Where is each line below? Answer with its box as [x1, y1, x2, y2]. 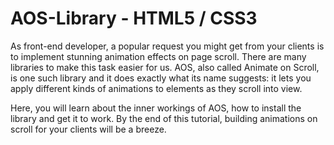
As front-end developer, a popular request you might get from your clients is [10, 40, 325, 52]
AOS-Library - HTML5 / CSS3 [10, 7, 258, 30]
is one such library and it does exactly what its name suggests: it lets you [10, 72, 312, 84]
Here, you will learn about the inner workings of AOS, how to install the [10, 102, 302, 114]
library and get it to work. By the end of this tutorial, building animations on [10, 112, 318, 124]
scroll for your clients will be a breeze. [10, 123, 167, 135]
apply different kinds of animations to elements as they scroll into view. [10, 82, 303, 94]
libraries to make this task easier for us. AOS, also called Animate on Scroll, [10, 61, 320, 73]
